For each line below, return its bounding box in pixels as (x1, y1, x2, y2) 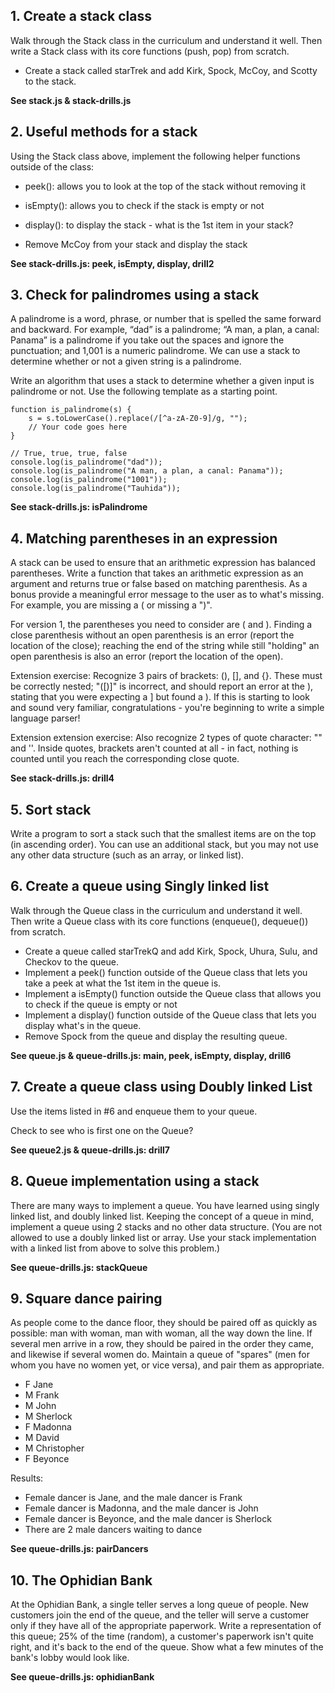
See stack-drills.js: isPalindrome (10, 501, 148, 513)
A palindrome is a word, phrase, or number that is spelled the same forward (10, 313, 322, 325)
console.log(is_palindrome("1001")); (10, 475, 168, 485)
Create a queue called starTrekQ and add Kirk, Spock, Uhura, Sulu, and (24, 945, 318, 957)
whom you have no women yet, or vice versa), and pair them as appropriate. (10, 1359, 325, 1371)
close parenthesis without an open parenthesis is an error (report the (10, 629, 295, 641)
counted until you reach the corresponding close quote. (10, 753, 240, 765)
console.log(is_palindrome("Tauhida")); (10, 484, 182, 494)
